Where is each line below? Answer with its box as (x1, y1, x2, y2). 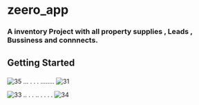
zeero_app (7, 2, 69, 18)
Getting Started (7, 57, 75, 68)
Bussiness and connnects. (7, 35, 98, 45)
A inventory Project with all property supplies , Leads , (7, 27, 193, 37)
